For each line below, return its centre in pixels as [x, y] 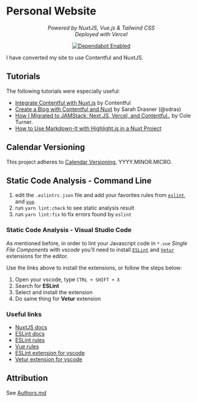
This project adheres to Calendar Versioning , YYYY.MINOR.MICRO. [89, 162]
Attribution [27, 378]
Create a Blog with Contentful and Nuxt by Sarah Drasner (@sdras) [98, 109]
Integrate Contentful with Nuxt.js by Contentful [73, 102]
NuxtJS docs [31, 327]
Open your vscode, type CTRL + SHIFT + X [67, 279]
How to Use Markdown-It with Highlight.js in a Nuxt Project [88, 128]
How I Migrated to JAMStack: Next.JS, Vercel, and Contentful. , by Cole [103, 115]
